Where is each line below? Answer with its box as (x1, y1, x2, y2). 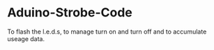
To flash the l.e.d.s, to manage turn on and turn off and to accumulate (7, 27, 207, 36)
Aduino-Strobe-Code (7, 5, 132, 21)
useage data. (7, 34, 45, 42)
